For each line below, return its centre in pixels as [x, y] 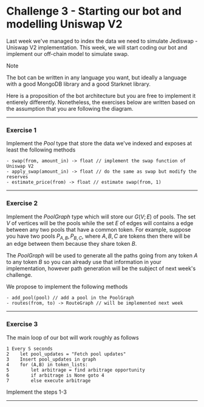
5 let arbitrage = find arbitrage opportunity [76, 370]
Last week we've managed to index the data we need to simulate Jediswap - [102, 41]
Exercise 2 [22, 203]
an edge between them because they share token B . [72, 244]
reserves [17, 177]
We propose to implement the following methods [67, 287]
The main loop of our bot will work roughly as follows [73, 337]
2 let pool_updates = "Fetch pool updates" [66, 354]
